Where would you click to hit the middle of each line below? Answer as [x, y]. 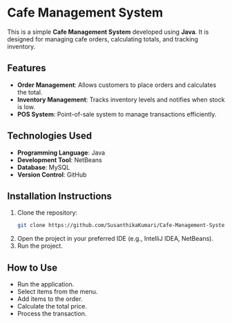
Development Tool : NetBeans [59, 159]
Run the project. [40, 246]
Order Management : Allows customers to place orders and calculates [117, 85]
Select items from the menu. [57, 292]
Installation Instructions [60, 196]
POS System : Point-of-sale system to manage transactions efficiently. [117, 114]
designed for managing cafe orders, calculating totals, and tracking [103, 39]
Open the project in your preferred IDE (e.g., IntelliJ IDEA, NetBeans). [115, 239]
